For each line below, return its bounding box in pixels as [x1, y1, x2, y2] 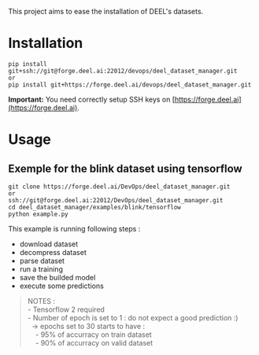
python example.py [8, 210, 68, 218]
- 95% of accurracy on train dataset [35, 330, 152, 339]
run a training [19, 264, 63, 274]
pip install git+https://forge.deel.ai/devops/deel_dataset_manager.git [8, 80, 252, 89]
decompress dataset [19, 247, 87, 257]
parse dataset [19, 256, 65, 265]
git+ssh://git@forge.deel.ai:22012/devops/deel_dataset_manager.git [8, 67, 238, 75]
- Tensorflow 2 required [27, 305, 105, 314]
